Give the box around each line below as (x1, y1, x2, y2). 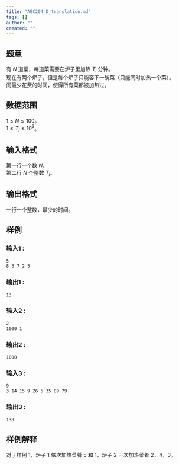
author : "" (6, 20, 33, 25)
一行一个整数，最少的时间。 (6, 206, 74, 213)
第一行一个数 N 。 (6, 161, 48, 169)
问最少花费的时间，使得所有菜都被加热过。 (6, 81, 110, 88)
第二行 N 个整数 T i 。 (6, 169, 56, 178)
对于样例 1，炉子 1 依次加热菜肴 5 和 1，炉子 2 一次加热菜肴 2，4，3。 (6, 451, 176, 458)
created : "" (6, 25, 35, 31)
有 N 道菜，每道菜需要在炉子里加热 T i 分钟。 (6, 66, 114, 74)
